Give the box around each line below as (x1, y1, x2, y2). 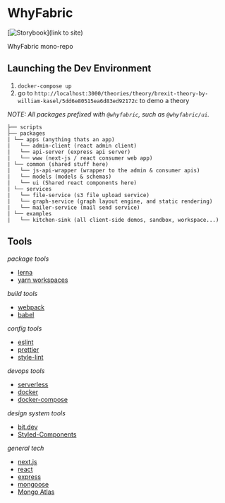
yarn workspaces (17, 276, 68, 284)
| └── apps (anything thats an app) (7, 136, 115, 143)
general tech (7, 444, 44, 452)
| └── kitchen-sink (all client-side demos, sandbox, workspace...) (7, 216, 219, 223)
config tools (7, 324, 42, 333)
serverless (17, 380, 49, 389)
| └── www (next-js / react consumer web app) (7, 154, 153, 162)
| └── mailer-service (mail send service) (7, 203, 140, 211)
